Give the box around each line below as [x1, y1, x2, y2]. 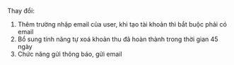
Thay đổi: [7, 7, 35, 15]
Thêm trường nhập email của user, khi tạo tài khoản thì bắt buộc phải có [17, 20, 228, 28]
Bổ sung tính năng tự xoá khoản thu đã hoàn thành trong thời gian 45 [17, 35, 218, 43]
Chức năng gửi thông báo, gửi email [17, 50, 122, 58]
